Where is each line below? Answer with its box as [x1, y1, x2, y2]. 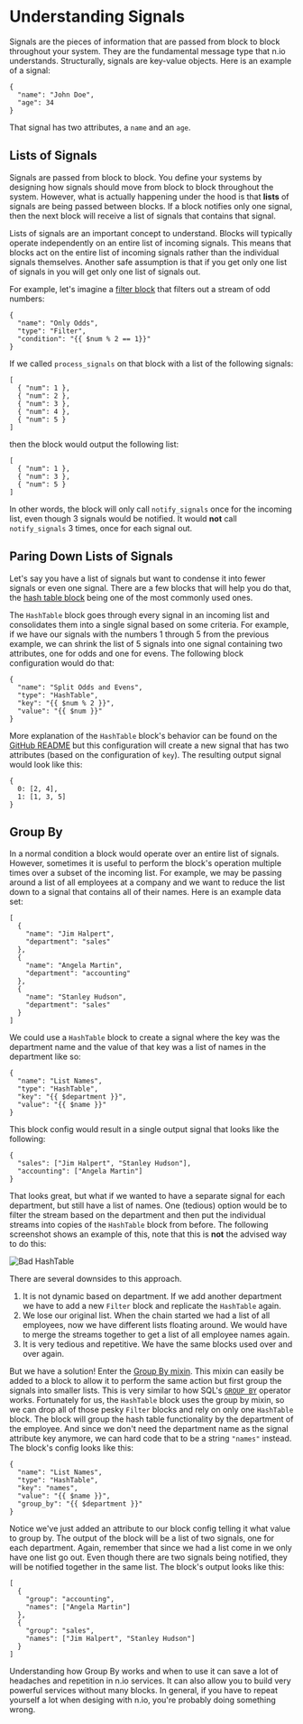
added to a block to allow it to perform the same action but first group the [9, 1376, 282, 1387]
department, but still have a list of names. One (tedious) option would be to [9, 1200, 288, 1211]
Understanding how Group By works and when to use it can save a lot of [9, 1666, 279, 1677]
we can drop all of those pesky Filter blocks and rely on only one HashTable [9, 1405, 294, 1415]
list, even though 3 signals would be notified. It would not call [9, 512, 237, 524]
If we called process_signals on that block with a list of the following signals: [9, 358, 294, 369]
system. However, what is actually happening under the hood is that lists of [9, 191, 290, 202]
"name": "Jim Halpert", [25, 929, 115, 939]
